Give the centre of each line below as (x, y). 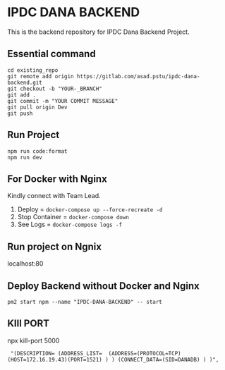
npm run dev (25, 157)
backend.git (25, 82)
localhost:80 (25, 264)
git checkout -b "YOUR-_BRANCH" (55, 89)
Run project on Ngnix (55, 246)
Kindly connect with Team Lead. (54, 196)
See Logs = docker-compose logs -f (69, 224)
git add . (22, 95)
